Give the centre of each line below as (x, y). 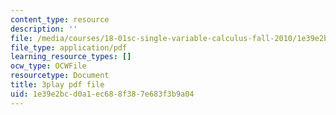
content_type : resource (60, 19)
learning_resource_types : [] (71, 57)
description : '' (44, 29)
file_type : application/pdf (69, 47)
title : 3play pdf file (57, 85)
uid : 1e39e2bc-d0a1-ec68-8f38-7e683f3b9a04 (102, 94)
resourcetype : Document (60, 76)
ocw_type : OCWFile (48, 66)
